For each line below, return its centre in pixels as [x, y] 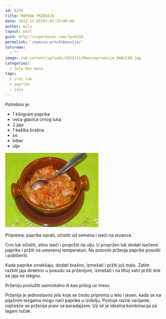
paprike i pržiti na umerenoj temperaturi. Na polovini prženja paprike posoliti [83, 250]
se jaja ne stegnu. [23, 276]
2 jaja [18, 124]
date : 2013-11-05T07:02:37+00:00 [40, 21]
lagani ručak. [18, 311]
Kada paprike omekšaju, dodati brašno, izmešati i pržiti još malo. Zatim [78, 265]
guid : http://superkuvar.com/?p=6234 [44, 37]
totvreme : [15, 47]
